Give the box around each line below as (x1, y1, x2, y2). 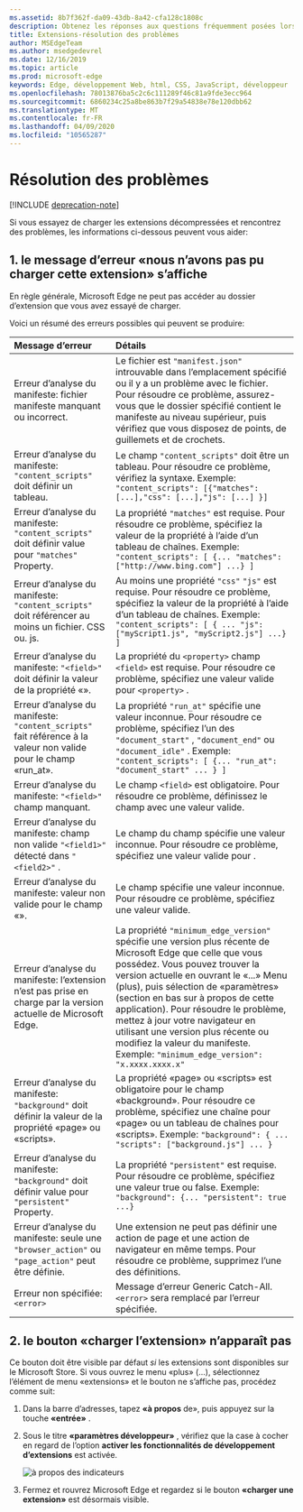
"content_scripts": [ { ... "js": (115, 619, 264, 630)
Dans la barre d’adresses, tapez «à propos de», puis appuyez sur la (22, 1404, 275, 1415)
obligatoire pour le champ (115, 1083, 225, 1095)
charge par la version (14, 996, 104, 1009)
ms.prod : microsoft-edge (9, 72, 103, 81)
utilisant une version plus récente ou (115, 1025, 269, 1037)
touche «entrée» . (22, 1413, 91, 1424)
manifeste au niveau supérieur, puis (115, 410, 267, 423)
